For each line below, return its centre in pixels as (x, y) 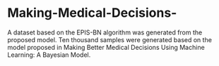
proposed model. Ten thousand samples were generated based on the (109, 39)
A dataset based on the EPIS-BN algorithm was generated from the (105, 32)
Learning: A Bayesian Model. (49, 55)
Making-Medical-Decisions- (92, 13)
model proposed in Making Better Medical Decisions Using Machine (106, 47)
